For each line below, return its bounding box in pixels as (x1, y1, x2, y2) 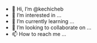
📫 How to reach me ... (11, 31, 66, 37)
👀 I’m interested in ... (11, 12, 62, 19)
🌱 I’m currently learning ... (11, 18, 75, 24)
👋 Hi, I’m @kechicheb (11, 6, 63, 12)
